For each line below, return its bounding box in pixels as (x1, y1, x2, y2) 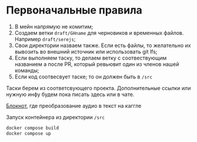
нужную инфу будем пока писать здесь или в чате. (6, 91, 135, 98)
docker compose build (6, 125, 59, 131)
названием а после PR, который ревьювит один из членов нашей (14, 60, 179, 68)
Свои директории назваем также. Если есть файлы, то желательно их (14, 42, 191, 49)
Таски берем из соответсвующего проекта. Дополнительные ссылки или (6, 84, 191, 91)
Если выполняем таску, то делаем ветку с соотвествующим (14, 54, 167, 61)
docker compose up (6, 130, 51, 136)
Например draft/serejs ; (14, 35, 76, 42)
